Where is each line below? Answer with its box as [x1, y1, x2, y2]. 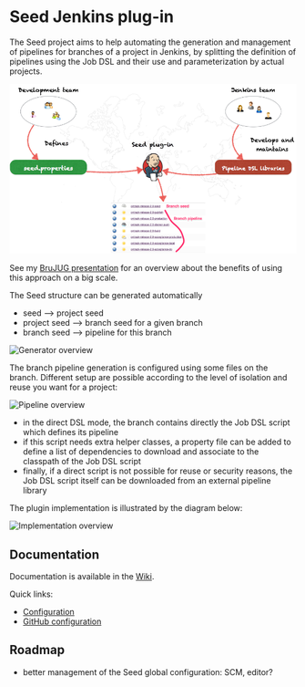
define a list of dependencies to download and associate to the [22, 446, 259, 457]
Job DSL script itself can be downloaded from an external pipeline [22, 475, 271, 486]
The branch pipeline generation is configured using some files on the [9, 362, 269, 373]
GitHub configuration [22, 616, 102, 627]
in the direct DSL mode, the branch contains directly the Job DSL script [22, 417, 290, 428]
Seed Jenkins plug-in [9, 6, 175, 27]
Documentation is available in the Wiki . [9, 571, 155, 582]
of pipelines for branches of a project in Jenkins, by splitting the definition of [9, 46, 297, 57]
